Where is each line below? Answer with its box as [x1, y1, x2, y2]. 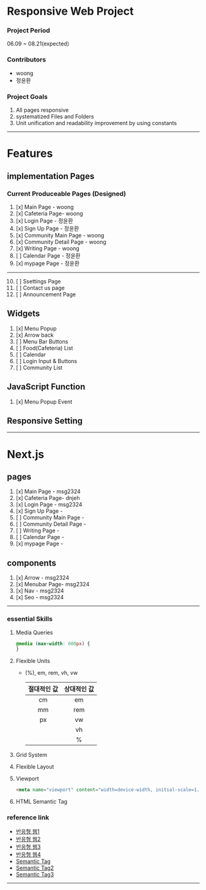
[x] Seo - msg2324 [15, 594, 64, 601]
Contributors [7, 55, 46, 64]
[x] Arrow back [15, 331, 54, 339]
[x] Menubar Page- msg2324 [15, 581, 90, 588]
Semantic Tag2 [15, 864, 54, 872]
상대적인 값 [64, 685, 94, 694]
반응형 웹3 [15, 843, 41, 851]
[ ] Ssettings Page [15, 277, 61, 285]
